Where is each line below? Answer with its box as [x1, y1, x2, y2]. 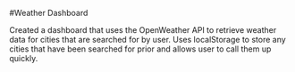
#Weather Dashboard [9, 8, 88, 18]
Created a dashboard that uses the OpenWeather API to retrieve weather [9, 25, 277, 35]
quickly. [9, 53, 38, 63]
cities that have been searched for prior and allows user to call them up [9, 44, 272, 54]
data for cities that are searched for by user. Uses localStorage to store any [9, 35, 286, 44]
